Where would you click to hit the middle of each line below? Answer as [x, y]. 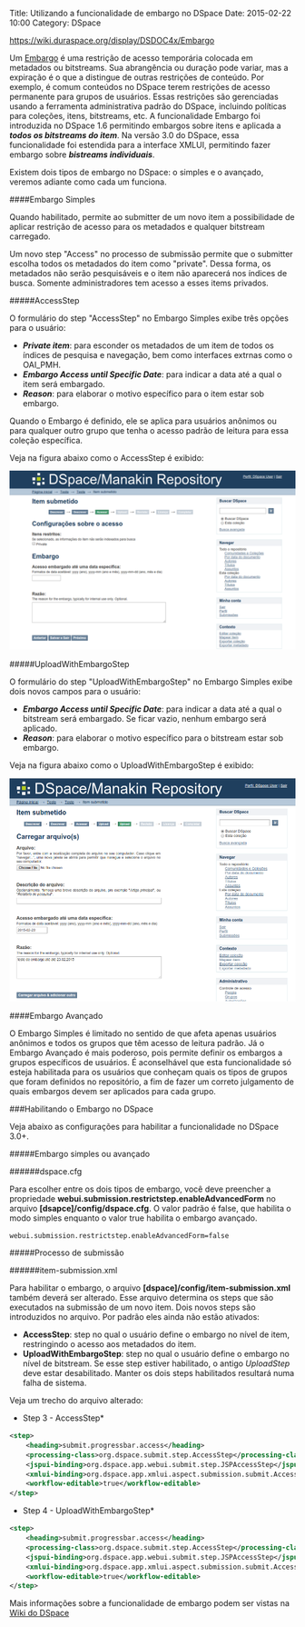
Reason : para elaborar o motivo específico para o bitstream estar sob [153, 738]
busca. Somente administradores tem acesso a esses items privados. [139, 283]
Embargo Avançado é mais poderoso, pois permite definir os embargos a [146, 1053]
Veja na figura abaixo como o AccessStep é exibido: [107, 458]
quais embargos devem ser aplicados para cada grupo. [113, 1092]
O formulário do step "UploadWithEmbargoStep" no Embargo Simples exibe [151, 682]
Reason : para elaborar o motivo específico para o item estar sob [143, 394]
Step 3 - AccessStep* [63, 1418]
